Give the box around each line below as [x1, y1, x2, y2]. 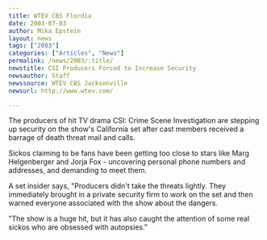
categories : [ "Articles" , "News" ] [8, 49, 125, 57]
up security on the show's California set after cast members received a [8, 124, 244, 134]
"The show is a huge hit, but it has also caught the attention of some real [8, 214, 250, 224]
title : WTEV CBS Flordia [8, 11, 92, 20]
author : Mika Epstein [8, 27, 81, 35]
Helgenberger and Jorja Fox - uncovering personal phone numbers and [8, 157, 246, 167]
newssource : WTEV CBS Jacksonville [8, 79, 128, 87]
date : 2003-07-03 [8, 19, 67, 27]
